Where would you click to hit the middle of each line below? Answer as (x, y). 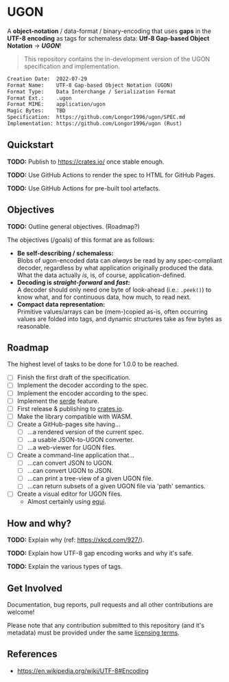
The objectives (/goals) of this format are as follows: (81, 240)
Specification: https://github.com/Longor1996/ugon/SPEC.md (96, 118)
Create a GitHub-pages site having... (69, 424)
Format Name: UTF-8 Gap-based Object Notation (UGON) (90, 85)
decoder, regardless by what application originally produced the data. (115, 267)
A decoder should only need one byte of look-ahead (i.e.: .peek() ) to (114, 289)
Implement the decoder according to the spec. (83, 385)
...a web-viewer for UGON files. (72, 447)
